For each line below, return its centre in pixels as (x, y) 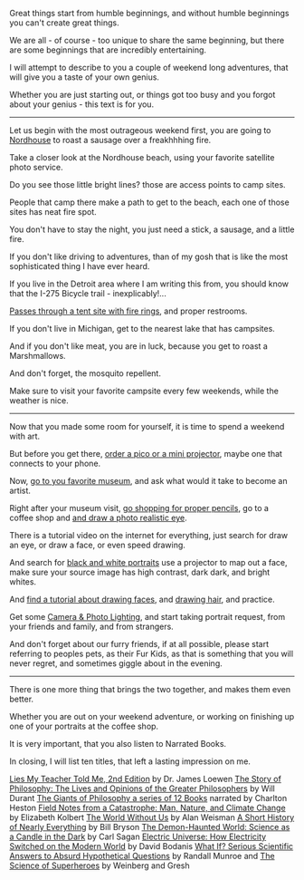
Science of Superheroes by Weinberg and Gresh (100, 865)
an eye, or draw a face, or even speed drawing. (97, 545)
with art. (25, 436)
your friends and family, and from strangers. (91, 626)
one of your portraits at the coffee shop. (84, 726)
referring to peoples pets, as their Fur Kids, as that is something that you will (152, 653)
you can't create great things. (64, 23)
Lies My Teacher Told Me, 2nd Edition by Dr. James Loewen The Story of (146, 779)
